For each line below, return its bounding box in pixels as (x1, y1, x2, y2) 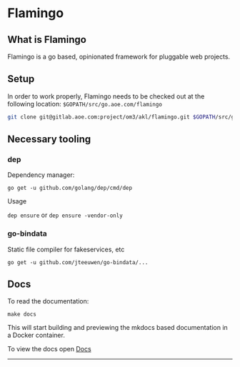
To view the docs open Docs (7, 345, 91, 353)
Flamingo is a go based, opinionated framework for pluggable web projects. (7, 52, 231, 61)
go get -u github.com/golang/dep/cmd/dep (7, 184, 133, 192)
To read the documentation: (7, 297, 89, 306)
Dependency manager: (7, 171, 75, 179)
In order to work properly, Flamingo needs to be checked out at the (7, 91, 205, 101)
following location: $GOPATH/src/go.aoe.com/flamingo (7, 99, 163, 108)
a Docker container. (7, 331, 66, 340)
